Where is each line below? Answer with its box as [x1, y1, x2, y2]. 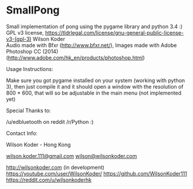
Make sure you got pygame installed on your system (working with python [6, 77, 185, 84]
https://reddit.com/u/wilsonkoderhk [6, 176, 92, 183]
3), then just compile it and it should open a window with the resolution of [6, 83, 184, 90]
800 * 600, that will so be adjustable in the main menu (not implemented [6, 89, 182, 96]
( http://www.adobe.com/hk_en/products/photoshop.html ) [6, 54, 145, 61]
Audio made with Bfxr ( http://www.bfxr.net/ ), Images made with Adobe [6, 42, 177, 49]
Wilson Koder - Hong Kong [6, 141, 71, 148]
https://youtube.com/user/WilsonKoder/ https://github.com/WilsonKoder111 [6, 170, 188, 177]
